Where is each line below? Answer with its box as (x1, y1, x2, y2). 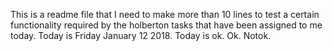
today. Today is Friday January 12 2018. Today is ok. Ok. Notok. (10, 30, 272, 41)
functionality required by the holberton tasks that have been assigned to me (10, 19, 323, 31)
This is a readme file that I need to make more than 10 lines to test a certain (10, 9, 320, 20)
